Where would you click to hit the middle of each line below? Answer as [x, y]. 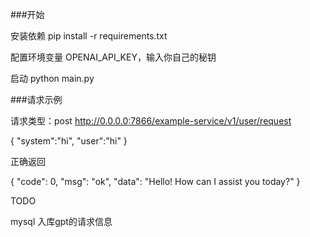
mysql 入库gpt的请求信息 [61, 221]
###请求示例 [36, 99]
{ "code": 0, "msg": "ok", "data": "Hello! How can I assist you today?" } [155, 181]
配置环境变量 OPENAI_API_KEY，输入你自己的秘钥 [113, 57]
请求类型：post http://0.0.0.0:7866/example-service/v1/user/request [151, 121]
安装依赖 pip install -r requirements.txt [89, 36]
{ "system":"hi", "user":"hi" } [69, 141]
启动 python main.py [52, 78]
